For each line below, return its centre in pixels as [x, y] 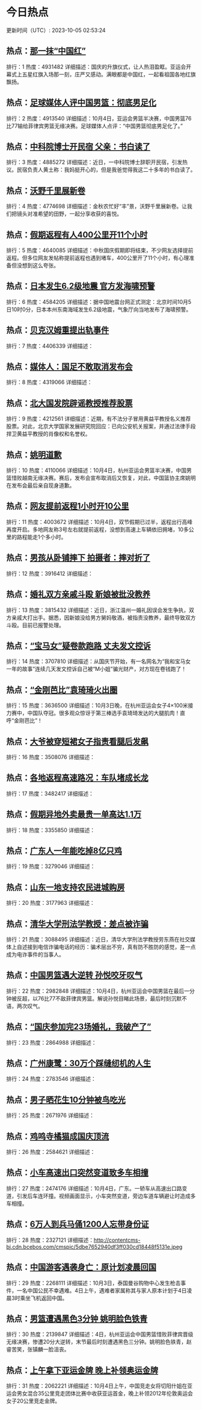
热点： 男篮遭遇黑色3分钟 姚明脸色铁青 [77, 1319]
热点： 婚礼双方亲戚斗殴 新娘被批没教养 [78, 594]
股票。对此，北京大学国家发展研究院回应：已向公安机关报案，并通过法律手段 [101, 426]
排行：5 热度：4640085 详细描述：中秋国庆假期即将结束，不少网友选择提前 [100, 250]
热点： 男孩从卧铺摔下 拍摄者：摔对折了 [78, 558]
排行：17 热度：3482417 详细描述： [50, 793]
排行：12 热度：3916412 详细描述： [50, 573]
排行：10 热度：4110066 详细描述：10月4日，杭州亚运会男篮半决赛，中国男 [99, 470]
